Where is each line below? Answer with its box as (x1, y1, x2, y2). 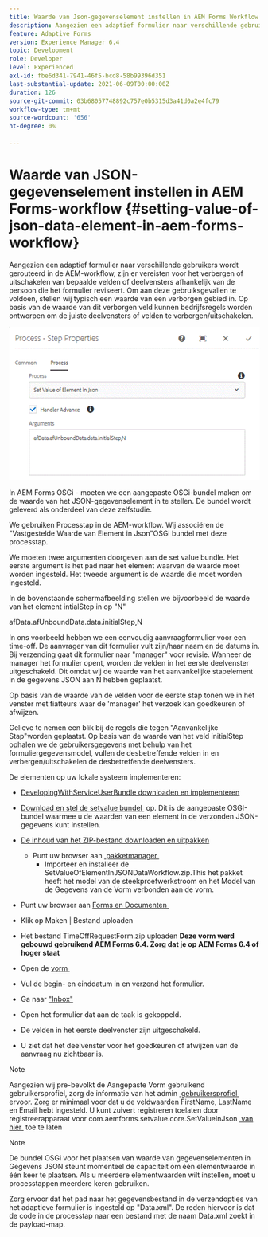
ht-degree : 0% (9, 122, 56, 131)
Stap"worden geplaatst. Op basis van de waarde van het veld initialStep (9, 731, 244, 740)
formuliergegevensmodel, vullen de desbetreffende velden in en (9, 748, 219, 757)
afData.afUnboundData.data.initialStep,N (9, 617, 142, 626)
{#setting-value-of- (125, 200, 259, 218)
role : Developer (9, 55, 63, 63)
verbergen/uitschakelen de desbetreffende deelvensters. (9, 756, 196, 766)
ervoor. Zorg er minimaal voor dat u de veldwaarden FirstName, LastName (9, 1097, 252, 1106)
